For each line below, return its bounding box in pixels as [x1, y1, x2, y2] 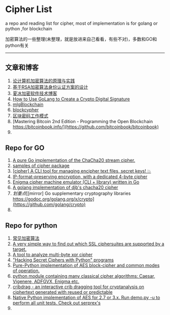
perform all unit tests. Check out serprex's [12, 300, 101, 306]
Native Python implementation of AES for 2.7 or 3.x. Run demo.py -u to [12, 294, 160, 301]
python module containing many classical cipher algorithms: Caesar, [12, 273, 155, 279]
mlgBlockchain [12, 101, 44, 107]
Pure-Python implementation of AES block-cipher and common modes [12, 262, 160, 269]
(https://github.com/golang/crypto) [12, 201, 86, 207]
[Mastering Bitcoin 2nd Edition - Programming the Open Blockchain [12, 118, 153, 124]
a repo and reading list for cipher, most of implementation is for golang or [5, 20, 158, 26]
